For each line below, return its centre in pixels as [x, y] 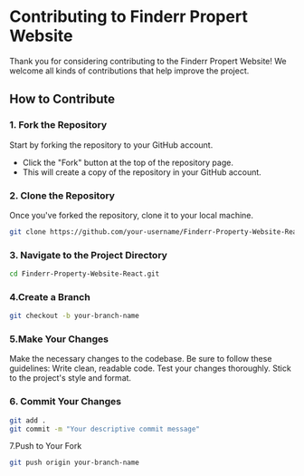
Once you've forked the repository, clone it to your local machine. [132, 215]
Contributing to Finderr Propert [129, 17]
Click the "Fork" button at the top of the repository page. [128, 162]
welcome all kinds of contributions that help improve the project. [129, 71]
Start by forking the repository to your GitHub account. [111, 145]
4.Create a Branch [50, 296]
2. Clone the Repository [62, 195]
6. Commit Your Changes [66, 402]
